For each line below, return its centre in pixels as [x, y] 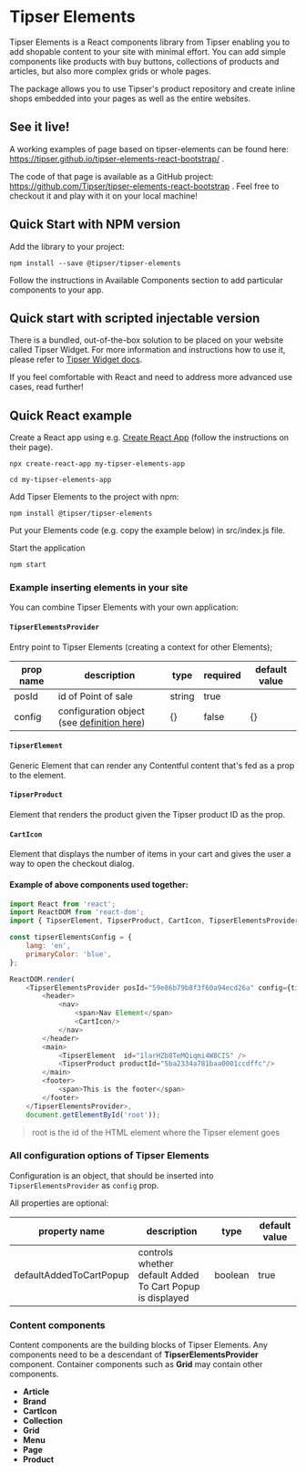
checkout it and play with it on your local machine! [103, 196]
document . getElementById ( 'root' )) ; [93, 1115]
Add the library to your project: [67, 246]
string [182, 696]
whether [156, 1263]
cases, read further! [46, 387]
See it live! [40, 127]
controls [156, 1252]
